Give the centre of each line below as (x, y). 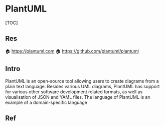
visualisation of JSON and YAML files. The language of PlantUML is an (78, 97)
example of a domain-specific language (46, 102)
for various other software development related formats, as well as (74, 92)
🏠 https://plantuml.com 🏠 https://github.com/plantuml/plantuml (72, 51)
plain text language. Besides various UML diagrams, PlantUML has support (82, 86)
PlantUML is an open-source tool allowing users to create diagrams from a (82, 81)
